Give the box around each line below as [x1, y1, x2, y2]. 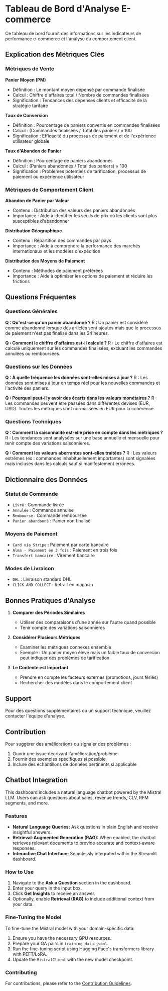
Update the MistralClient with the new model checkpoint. [12, 956, 134, 962]
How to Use [5, 868, 34, 875]
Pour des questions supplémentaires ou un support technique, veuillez [5, 707, 151, 714]
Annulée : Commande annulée [12, 507, 74, 513]
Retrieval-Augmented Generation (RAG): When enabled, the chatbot [12, 835, 156, 841]
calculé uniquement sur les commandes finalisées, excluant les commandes [5, 345, 162, 351]
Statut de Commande [5, 490, 58, 497]
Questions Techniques [5, 418, 62, 425]
